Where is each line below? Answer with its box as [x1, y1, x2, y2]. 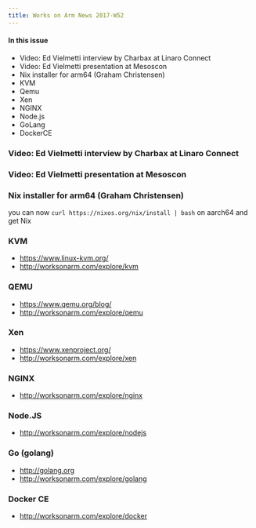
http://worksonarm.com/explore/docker [19, 512, 147, 521]
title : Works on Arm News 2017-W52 [8, 11, 124, 20]
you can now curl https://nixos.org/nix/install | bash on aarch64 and [8, 207, 248, 217]
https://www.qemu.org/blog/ [19, 299, 112, 308]
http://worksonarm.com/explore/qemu [19, 308, 143, 317]
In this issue [8, 36, 49, 46]
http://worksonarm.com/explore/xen [19, 353, 137, 362]
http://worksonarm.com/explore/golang [19, 474, 147, 483]
